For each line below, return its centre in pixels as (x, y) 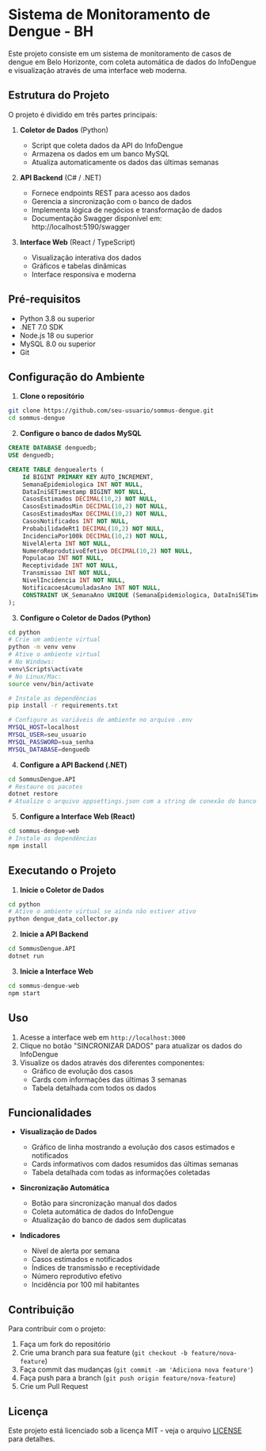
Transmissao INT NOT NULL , (67, 573)
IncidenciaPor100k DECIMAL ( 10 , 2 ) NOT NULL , (95, 536)
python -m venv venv (42, 647)
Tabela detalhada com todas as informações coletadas (121, 1172)
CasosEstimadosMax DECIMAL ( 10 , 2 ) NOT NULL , (95, 514)
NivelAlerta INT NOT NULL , (67, 543)
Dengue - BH (51, 31)
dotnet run (26, 956)
